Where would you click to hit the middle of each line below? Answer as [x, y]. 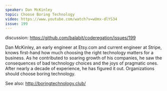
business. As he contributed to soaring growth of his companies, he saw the [84, 58]
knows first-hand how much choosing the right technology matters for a [79, 53]
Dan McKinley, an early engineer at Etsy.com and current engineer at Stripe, [83, 47]
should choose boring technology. [40, 74]
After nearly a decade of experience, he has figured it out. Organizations [80, 69]
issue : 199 [16, 24]
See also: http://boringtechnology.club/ [45, 84]
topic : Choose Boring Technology [40, 14]
